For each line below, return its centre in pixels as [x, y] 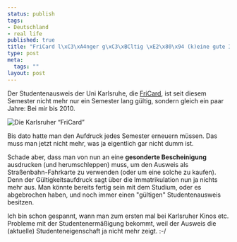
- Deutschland [28, 27]
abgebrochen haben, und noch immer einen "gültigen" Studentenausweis [114, 195]
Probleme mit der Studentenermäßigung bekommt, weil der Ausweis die [112, 223]
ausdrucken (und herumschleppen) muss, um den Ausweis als [98, 164]
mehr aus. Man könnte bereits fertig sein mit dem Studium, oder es [104, 187]
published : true [31, 40]
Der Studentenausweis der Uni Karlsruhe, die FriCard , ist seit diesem [107, 93]
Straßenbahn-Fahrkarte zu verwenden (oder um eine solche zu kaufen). [112, 172]
